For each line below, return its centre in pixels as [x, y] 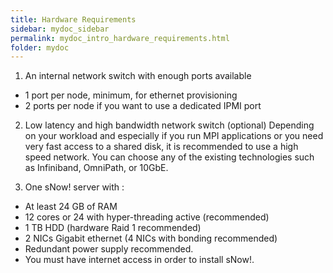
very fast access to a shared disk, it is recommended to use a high [161, 147]
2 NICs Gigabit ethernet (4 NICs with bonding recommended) [151, 238]
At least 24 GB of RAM [71, 207]
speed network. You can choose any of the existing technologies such [169, 157]
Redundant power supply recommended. [109, 249]
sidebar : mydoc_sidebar [60, 29]
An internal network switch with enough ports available [138, 76]
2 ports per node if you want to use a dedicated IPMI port [143, 106]
